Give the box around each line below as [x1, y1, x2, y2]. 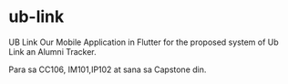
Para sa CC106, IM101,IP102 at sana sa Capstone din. [8, 64, 207, 75]
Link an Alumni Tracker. [8, 46, 97, 57]
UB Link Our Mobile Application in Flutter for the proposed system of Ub [8, 37, 279, 47]
